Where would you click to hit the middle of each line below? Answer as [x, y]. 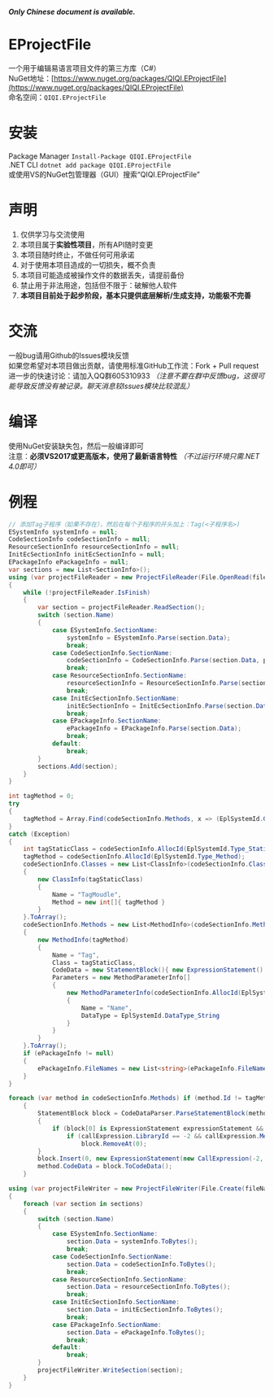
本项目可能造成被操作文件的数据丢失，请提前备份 [102, 275]
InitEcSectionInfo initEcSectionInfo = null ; [87, 555]
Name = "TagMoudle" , [87, 894]
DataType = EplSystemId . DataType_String [150, 1015]
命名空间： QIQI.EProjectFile [57, 97]
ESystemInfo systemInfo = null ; [63, 532]
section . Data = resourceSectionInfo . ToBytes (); [148, 1287]
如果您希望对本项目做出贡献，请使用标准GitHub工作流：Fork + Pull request [134, 365]
